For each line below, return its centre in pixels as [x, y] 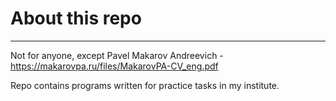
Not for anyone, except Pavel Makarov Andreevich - [117, 55]
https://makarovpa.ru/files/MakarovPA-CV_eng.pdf [114, 66]
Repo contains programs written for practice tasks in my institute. [145, 85]
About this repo [76, 18]
